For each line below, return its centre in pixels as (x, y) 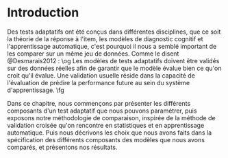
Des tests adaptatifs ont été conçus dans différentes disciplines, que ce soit (114, 32)
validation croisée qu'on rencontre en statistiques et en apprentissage (106, 125)
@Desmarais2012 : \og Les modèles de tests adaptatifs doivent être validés (113, 60)
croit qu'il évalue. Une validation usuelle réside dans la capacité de (101, 75)
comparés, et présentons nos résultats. (62, 147)
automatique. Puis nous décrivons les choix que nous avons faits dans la (110, 133)
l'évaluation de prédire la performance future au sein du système (99, 82)
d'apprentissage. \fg (36, 90)
